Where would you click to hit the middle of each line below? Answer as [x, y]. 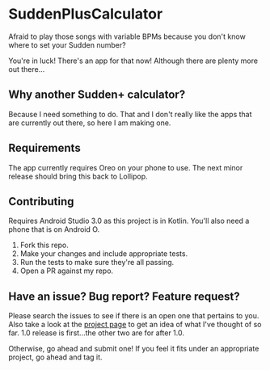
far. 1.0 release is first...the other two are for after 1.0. [96, 333]
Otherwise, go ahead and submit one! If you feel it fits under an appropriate [134, 349]
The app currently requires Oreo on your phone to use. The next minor [126, 167]
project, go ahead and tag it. [55, 357]
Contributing [41, 202]
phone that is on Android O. [54, 229]
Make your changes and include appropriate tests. [104, 254]
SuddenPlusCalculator [86, 14]
